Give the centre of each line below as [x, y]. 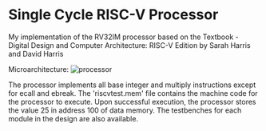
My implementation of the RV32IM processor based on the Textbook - [123, 37]
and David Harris [36, 54]
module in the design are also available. [73, 118]
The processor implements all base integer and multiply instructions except [132, 85]
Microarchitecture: [39, 69]
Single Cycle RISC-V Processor [113, 15]
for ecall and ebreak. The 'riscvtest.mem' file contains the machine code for [133, 93]
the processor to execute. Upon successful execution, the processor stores [133, 101]
